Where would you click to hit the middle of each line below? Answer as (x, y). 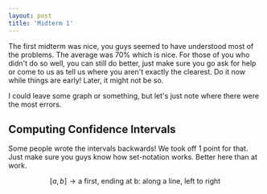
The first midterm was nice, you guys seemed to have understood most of (131, 46)
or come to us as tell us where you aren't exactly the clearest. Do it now (127, 71)
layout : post (30, 16)
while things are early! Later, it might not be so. (86, 80)
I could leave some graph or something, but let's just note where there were (134, 95)
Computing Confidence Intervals (92, 129)
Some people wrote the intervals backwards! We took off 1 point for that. (128, 148)
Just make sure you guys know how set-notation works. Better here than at (133, 157)
